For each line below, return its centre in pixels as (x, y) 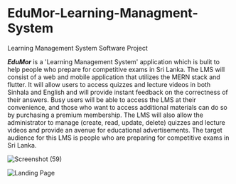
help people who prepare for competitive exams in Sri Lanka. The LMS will (116, 69)
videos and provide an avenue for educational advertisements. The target (115, 130)
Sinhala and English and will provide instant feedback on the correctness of (118, 92)
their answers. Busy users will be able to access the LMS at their (102, 99)
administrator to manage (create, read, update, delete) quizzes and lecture (116, 122)
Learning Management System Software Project (77, 48)
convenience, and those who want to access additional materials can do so (117, 107)
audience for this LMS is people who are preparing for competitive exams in (118, 138)
